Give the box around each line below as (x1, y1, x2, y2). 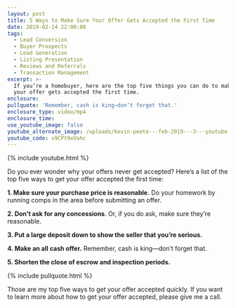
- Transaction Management (13, 69, 90, 76)
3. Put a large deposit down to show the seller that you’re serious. (7, 231, 202, 239)
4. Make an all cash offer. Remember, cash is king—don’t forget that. (7, 244, 207, 253)
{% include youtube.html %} (7, 154, 89, 162)
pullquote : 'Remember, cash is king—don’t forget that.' (7, 102, 178, 109)
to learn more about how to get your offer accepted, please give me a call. (7, 293, 222, 301)
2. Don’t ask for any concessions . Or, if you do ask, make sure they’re (7, 210, 211, 218)
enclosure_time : (7, 115, 55, 122)
